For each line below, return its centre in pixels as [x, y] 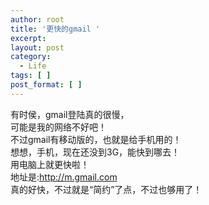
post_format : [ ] [46, 85]
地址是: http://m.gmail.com [64, 177]
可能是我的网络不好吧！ [58, 127]
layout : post [37, 47]
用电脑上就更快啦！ [50, 164]
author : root [37, 19]
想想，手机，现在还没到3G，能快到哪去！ [95, 152]
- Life [33, 66]
